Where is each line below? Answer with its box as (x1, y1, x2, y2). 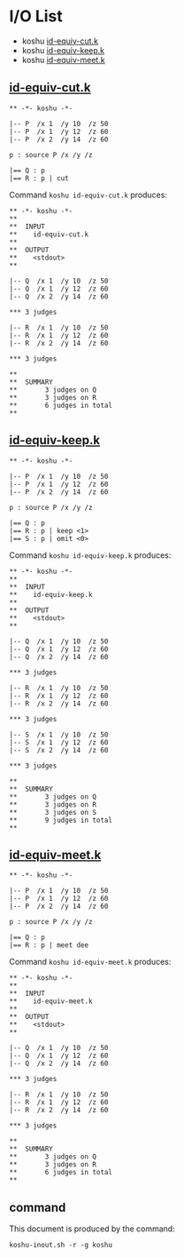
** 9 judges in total (9, 816, 113, 824)
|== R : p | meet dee (9, 941, 89, 950)
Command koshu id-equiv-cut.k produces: (9, 189, 168, 200)
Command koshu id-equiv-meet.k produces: (9, 957, 172, 967)
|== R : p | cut (9, 173, 69, 183)
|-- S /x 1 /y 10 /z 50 (9, 730, 109, 739)
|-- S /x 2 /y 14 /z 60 (9, 745, 109, 754)
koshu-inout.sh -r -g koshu (9, 1241, 113, 1250)
